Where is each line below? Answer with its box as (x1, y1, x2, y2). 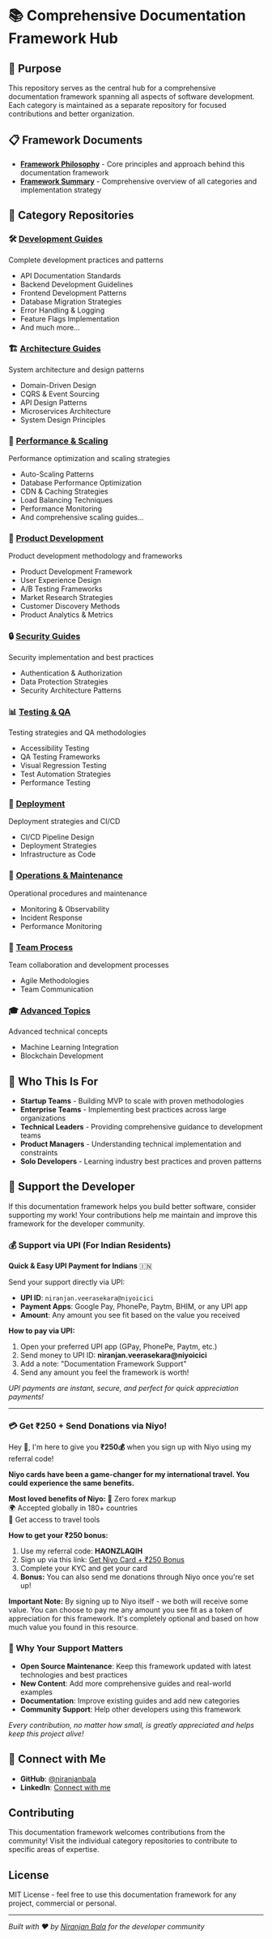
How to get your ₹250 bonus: (8, 1531, 108, 1540)
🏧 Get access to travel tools (8, 1515, 100, 1525)
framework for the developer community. (8, 1219, 146, 1229)
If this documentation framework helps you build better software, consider (8, 1201, 257, 1211)
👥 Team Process (8, 941, 74, 952)
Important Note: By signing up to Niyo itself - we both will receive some (8, 1596, 249, 1606)
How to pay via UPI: (8, 1326, 75, 1336)
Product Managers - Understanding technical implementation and (19, 1138, 241, 1149)
